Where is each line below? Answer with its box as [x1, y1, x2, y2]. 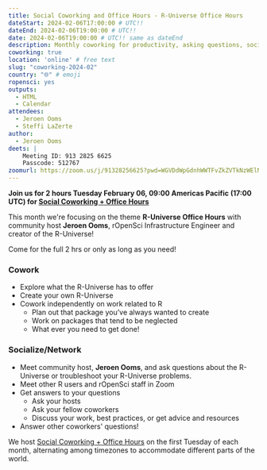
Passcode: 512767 [22, 160, 80, 168]
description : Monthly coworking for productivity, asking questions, [8, 41, 244, 49]
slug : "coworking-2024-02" [8, 64, 98, 71]
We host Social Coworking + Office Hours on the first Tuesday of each [8, 437, 239, 446]
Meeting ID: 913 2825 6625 [22, 152, 112, 160]
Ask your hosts [31, 396, 81, 406]
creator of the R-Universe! [8, 229, 94, 238]
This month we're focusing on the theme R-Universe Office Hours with [8, 212, 242, 222]
